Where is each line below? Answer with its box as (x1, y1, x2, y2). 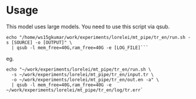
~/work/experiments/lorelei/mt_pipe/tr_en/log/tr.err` (6, 87, 144, 93)
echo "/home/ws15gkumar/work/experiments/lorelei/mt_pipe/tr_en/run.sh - (6, 34, 191, 40)
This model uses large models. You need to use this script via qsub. (6, 23, 170, 30)
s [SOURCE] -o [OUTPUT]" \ (6, 39, 72, 45)
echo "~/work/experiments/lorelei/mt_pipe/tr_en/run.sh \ (6, 66, 151, 72)
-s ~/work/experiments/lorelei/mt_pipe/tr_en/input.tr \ (11, 71, 154, 77)
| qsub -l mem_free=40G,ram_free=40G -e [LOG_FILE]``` (11, 45, 149, 51)
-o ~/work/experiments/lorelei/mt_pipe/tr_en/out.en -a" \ (11, 77, 160, 82)
